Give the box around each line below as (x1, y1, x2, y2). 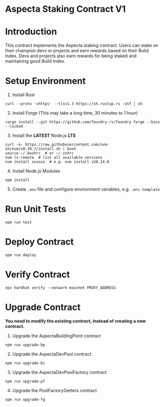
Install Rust (12, 92, 35, 98)
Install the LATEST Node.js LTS (12, 132, 76, 139)
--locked (5, 124, 23, 129)
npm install (5, 178, 30, 183)
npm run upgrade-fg (5, 397, 45, 402)
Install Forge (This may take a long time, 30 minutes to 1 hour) (12, 110, 138, 116)
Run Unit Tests (5, 203, 66, 215)
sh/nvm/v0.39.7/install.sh (5, 147, 61, 152)
